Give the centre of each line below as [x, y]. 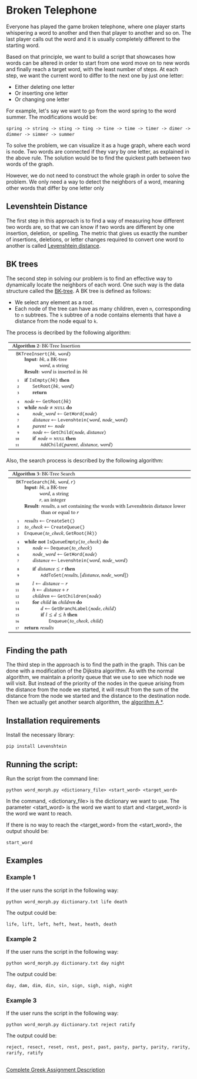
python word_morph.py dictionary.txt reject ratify [71, 1025]
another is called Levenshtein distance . [54, 245]
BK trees [22, 264]
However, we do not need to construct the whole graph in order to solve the [98, 175]
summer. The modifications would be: [52, 117]
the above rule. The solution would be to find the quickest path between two [98, 158]
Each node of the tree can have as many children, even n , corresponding [103, 308]
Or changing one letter [42, 99]
